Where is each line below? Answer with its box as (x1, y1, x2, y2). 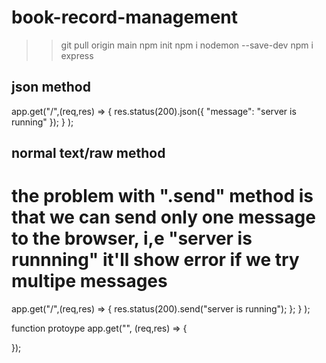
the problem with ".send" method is (11, 185, 314, 208)
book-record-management (11, 6, 239, 29)
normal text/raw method (11, 145, 166, 162)
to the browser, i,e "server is (11, 227, 253, 250)
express (60, 49, 94, 61)
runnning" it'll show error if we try (11, 249, 300, 271)
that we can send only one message (11, 206, 316, 229)
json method (11, 79, 91, 96)
